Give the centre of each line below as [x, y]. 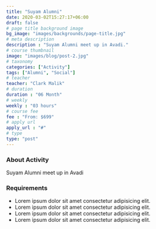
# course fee [22, 111]
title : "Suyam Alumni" [34, 12]
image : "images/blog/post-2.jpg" [47, 56]
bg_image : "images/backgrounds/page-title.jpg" [66, 34]
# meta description [30, 39]
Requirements [27, 188]
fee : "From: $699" [30, 117]
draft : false [22, 23]
